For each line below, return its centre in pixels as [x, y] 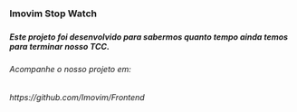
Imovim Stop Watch [53, 14]
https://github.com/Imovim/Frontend [77, 97]
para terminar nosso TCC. [60, 46]
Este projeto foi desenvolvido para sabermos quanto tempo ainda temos [148, 37]
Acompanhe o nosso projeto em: [70, 70]
